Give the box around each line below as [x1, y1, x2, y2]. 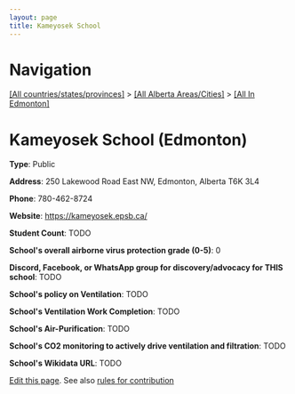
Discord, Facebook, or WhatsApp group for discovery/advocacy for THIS [9, 262, 283, 273]
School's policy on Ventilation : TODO [9, 289, 149, 300]
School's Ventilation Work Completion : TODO [9, 306, 180, 317]
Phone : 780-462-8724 [9, 193, 93, 205]
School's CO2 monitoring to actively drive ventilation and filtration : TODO [9, 341, 286, 351]
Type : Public [9, 159, 56, 170]
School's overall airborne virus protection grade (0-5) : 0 [9, 245, 221, 256]
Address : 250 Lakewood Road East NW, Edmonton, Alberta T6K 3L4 [9, 176, 260, 187]
